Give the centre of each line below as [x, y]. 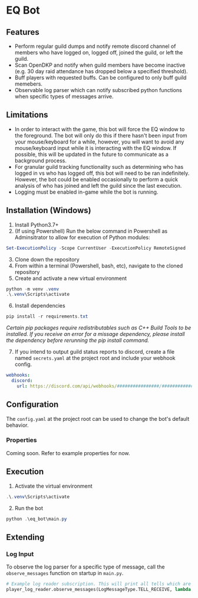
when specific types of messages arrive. [64, 96]
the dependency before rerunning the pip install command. [77, 341]
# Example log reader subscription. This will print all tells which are [99, 584]
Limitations [27, 115]
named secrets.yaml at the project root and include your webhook [95, 358]
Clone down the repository [47, 259]
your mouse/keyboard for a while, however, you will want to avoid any [99, 142]
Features [23, 32]
